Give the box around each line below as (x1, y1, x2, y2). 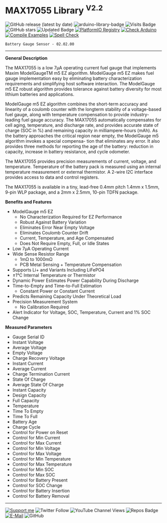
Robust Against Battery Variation (19, 219, 86, 225)
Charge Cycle (12, 424, 41, 430)
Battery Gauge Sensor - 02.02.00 (5, 42, 75, 47)
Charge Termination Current (12, 371, 70, 377)
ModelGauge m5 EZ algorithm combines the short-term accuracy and (5, 101, 148, 107)
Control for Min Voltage (12, 445, 61, 452)
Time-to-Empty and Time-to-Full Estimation (12, 283, 102, 289)
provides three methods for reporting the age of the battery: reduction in (5, 143, 154, 150)
